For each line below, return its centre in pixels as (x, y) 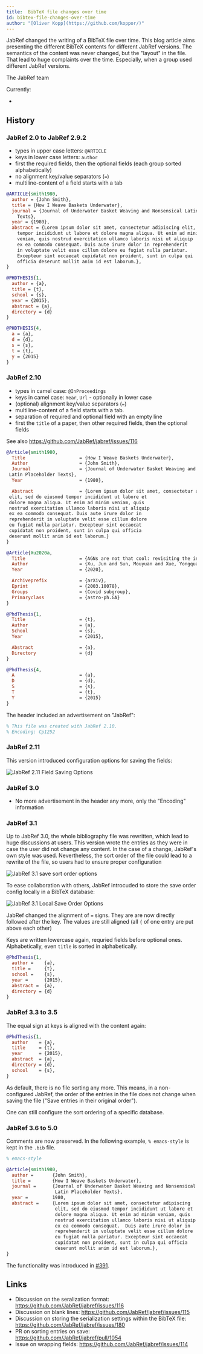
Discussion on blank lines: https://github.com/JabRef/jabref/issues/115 (102, 1312)
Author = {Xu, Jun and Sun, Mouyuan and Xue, (94, 564)
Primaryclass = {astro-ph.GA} (66, 597)
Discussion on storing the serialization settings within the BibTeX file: (101, 1318)
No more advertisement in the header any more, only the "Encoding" (100, 801)
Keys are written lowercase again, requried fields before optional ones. (94, 940)
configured (20, 1094)
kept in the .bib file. (31, 1147)
